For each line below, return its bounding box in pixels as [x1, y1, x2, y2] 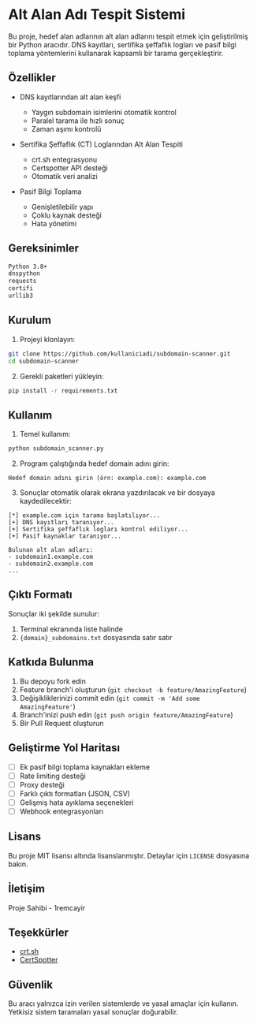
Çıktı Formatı [8, 588, 73, 601]
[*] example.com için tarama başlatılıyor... [8, 512, 160, 519]
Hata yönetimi [31, 218, 77, 228]
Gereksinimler [8, 242, 80, 255]
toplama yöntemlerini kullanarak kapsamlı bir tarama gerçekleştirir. [8, 48, 224, 58]
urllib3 [8, 292, 34, 300]
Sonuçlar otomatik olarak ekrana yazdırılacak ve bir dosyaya [19, 488, 215, 497]
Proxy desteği [19, 780, 65, 789]
